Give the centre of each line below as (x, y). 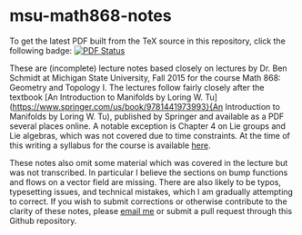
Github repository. (43, 220)
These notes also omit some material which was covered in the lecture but (149, 162)
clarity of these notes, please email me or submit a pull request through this (151, 211)
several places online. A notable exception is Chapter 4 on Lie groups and (148, 126)
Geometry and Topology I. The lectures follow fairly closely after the (137, 87)
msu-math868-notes (91, 16)
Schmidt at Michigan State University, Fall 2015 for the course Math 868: (145, 77)
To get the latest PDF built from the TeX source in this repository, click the (148, 41)
